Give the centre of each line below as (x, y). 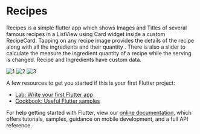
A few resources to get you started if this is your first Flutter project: (91, 83)
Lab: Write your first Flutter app (54, 94)
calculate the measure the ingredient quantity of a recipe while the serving (99, 53)
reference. (19, 125)
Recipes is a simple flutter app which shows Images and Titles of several (97, 28)
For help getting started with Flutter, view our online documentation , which (99, 112)
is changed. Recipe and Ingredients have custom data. (74, 59)
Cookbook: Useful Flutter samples (57, 101)
